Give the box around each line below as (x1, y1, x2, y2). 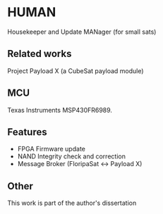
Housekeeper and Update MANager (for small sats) (7, 27, 157, 36)
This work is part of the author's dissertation (7, 199, 137, 208)
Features (7, 126, 47, 138)
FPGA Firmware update (17, 145, 86, 153)
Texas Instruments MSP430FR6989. (7, 106, 113, 114)
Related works (7, 48, 72, 60)
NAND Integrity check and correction (17, 152, 126, 160)
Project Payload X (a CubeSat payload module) (7, 66, 144, 75)
